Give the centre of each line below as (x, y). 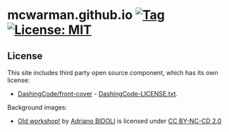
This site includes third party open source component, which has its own (113, 73)
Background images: (37, 107)
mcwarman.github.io (70, 15)
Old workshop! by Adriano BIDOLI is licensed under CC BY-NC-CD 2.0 (119, 121)
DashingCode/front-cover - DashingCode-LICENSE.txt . (98, 94)
